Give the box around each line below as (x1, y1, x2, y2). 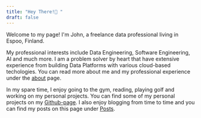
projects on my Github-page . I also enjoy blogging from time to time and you (6, 98, 195, 105)
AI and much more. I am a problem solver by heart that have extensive (6, 55, 180, 62)
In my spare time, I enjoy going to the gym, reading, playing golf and (6, 86, 175, 93)
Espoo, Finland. (6, 37, 45, 44)
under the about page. (6, 74, 62, 81)
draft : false (6, 14, 39, 20)
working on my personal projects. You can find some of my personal (6, 92, 175, 99)
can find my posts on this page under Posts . (6, 105, 116, 112)
